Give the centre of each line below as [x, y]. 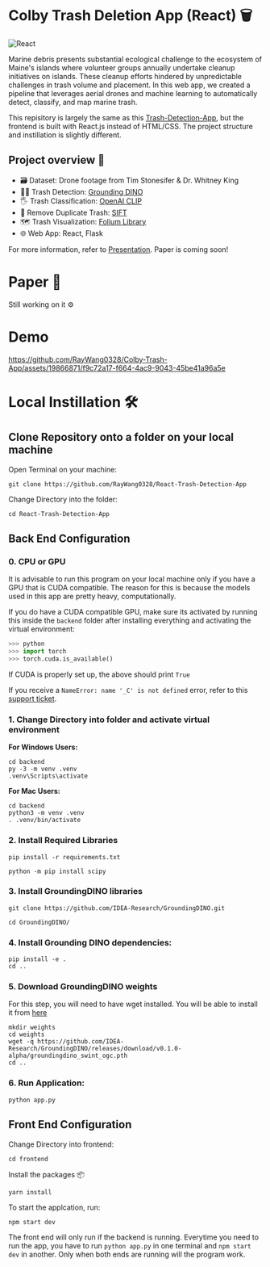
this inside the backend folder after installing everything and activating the [130, 621]
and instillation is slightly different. [65, 135]
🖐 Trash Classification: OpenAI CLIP [81, 201]
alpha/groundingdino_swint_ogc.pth [68, 1056]
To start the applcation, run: [54, 1207]
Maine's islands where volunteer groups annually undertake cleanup [122, 67]
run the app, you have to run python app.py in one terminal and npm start [130, 1245]
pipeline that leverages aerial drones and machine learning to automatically [133, 93]
